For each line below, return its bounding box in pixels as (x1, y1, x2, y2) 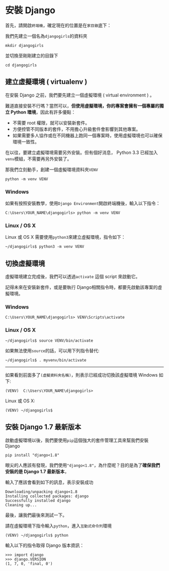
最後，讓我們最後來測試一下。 (5, 512, 67, 518)
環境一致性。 (12, 138, 39, 144)
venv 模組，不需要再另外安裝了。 (5, 155, 72, 162)
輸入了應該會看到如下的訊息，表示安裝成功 (5, 479, 94, 485)
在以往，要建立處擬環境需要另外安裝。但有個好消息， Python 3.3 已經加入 (5, 149, 158, 155)
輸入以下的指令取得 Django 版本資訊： (5, 542, 84, 548)
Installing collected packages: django (5, 493, 89, 499)
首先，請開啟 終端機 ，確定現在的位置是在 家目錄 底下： (5, 22, 112, 28)
